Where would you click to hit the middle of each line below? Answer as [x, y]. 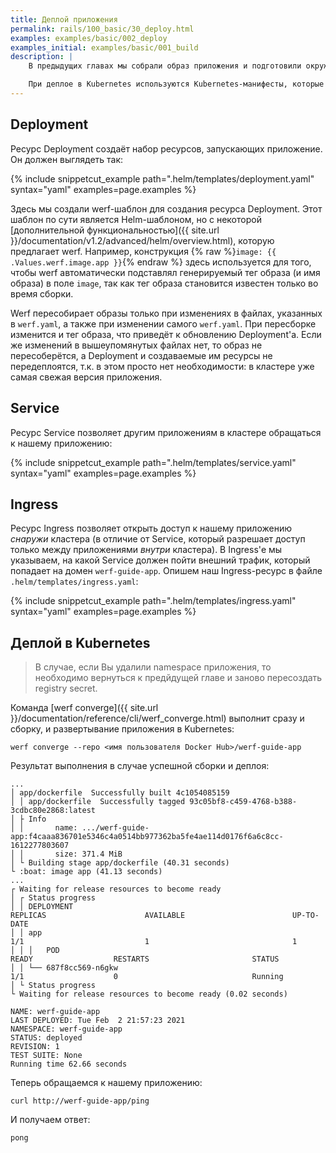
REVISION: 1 [35, 1047]
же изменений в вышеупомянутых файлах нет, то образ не [136, 345]
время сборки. [42, 293]
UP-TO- [306, 916]
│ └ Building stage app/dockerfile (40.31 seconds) [120, 863]
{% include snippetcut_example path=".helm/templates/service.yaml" [153, 462]
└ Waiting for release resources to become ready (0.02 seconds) [149, 994]
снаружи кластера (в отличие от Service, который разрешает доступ [158, 539]
